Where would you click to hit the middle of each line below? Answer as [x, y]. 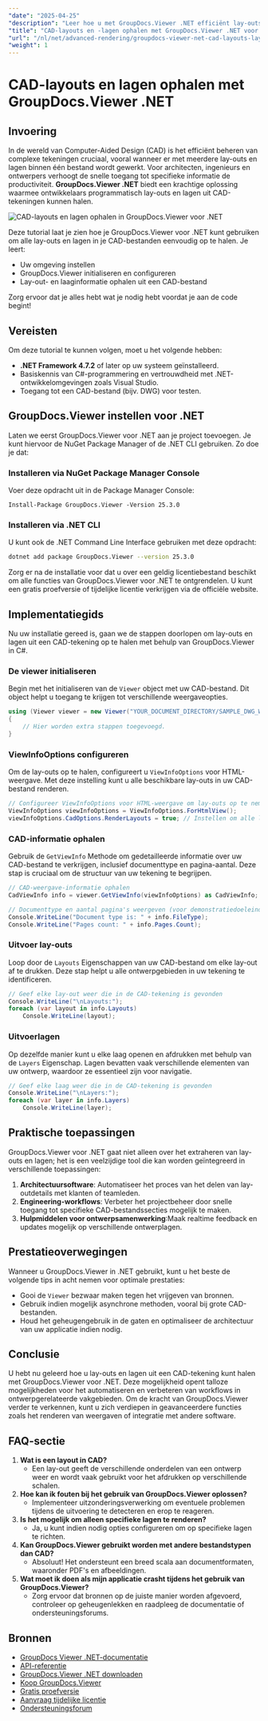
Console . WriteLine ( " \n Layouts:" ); [66, 1001]
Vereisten [33, 331]
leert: [17, 249]
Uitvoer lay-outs [41, 945]
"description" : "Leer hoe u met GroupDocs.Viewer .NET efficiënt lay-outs [135, 23]
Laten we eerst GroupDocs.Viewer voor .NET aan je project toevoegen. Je [130, 435]
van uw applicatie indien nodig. [71, 1329]
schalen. [45, 1485]
